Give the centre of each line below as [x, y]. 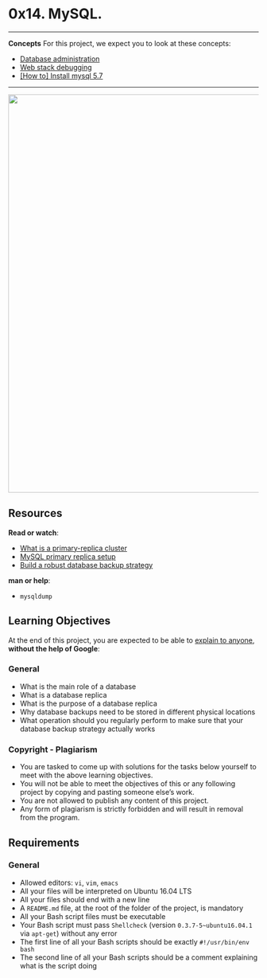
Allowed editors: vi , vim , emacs [69, 882]
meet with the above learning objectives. [86, 775]
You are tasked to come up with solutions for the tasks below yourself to [138, 767]
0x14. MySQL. [55, 14]
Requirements [44, 842]
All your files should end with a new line [85, 899]
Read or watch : [34, 532]
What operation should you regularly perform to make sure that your [132, 720]
